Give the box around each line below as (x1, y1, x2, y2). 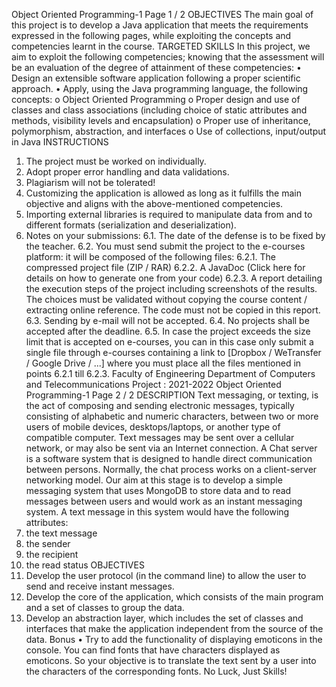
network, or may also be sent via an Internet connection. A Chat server (25, 442, 318, 454)
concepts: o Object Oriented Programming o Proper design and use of (11, 94, 301, 105)
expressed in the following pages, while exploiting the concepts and (11, 30, 292, 41)
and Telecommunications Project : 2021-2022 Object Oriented (25, 379, 282, 390)
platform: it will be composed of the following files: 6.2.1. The (25, 251, 277, 263)
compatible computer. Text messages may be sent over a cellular (25, 432, 295, 443)
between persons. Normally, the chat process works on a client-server (25, 464, 318, 475)
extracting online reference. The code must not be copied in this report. (25, 304, 321, 316)
